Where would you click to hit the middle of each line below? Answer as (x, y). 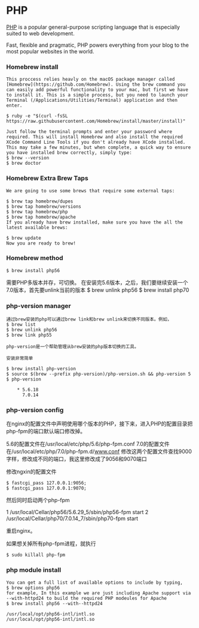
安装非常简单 (20, 358)
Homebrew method (35, 258)
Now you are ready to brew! (41, 243)
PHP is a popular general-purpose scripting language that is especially (93, 27)
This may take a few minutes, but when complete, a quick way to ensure (99, 147)
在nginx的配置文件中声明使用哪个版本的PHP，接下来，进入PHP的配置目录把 (99, 424)
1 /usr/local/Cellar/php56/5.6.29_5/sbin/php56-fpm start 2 (77, 512)
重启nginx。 (21, 531)
